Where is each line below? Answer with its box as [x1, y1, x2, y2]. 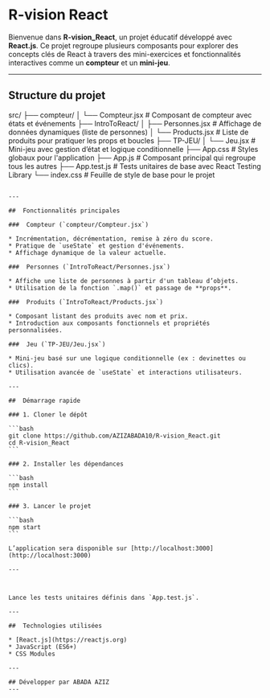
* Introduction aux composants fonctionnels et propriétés [8, 319, 211, 327]
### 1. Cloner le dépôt [8, 410, 88, 419]
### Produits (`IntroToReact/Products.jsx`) [8, 298, 163, 306]
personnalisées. [8, 326, 63, 335]
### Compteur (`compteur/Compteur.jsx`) [8, 220, 149, 228]
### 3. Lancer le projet [8, 502, 92, 510]
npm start [8, 523, 42, 532]
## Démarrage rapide [8, 396, 81, 404]
